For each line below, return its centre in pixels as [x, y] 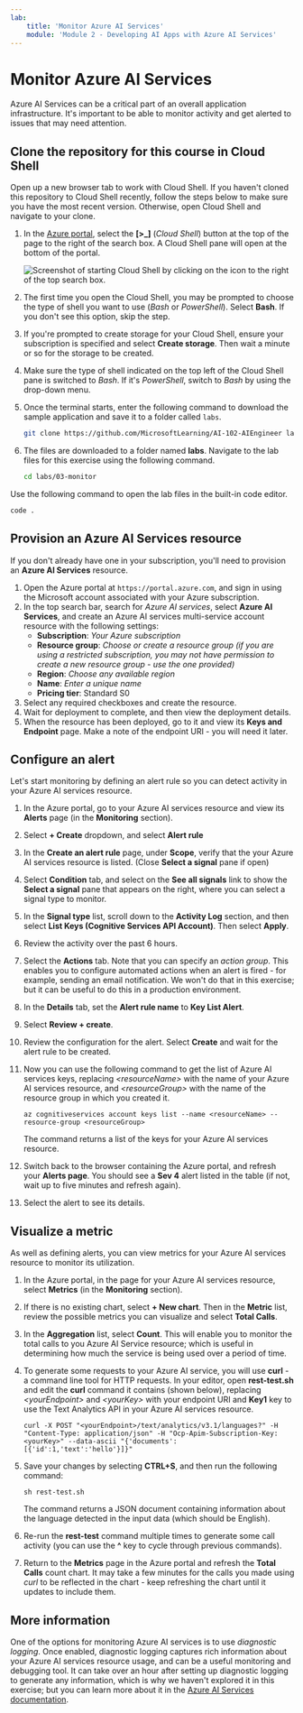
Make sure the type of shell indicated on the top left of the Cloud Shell [153, 371]
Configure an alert [63, 759]
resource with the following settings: [91, 626]
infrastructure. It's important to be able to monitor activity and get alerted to [151, 114]
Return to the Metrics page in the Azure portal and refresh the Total [149, 1563]
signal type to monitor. [65, 899]
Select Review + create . [68, 1025]
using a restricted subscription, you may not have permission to [156, 654]
